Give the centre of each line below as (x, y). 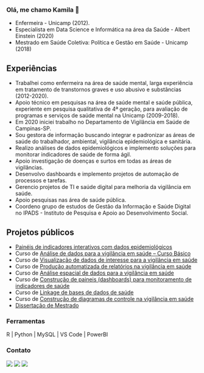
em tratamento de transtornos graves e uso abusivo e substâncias (98, 90)
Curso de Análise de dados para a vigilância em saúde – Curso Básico (103, 253)
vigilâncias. (29, 168)
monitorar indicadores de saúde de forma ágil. (73, 155)
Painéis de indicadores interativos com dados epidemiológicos (93, 246)
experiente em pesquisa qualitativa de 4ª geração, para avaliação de (101, 109)
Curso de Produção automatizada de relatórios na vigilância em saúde (103, 266)
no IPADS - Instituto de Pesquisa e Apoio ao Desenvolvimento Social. (102, 213)
